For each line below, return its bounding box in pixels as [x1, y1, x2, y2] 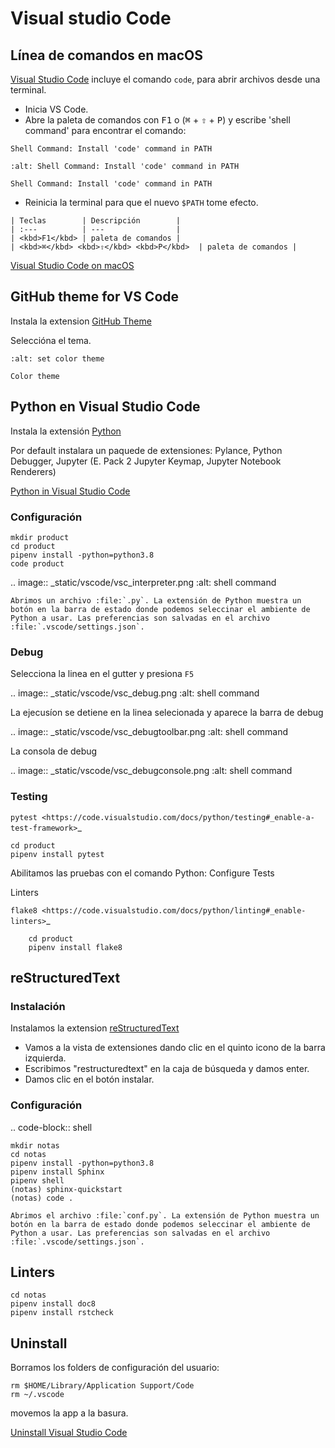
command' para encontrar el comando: [24, 125, 187, 136]
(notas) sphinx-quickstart [10, 1184, 123, 1194]
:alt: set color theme [10, 353, 105, 364]
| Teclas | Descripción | [10, 216, 182, 226]
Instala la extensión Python [10, 425, 122, 437]
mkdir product [10, 532, 70, 542]
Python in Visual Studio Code [10, 485, 131, 497]
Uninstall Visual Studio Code [10, 1427, 128, 1439]
